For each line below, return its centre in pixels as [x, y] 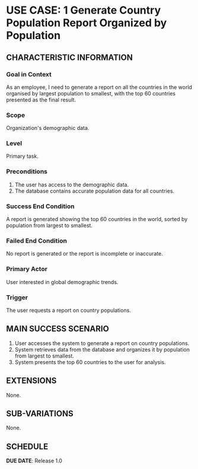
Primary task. [22, 156]
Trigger [17, 297]
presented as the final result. [41, 100]
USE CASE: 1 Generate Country [84, 10]
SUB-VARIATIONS [40, 414]
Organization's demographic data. [48, 128]
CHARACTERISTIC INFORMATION [70, 57]
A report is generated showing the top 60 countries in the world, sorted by [97, 219]
